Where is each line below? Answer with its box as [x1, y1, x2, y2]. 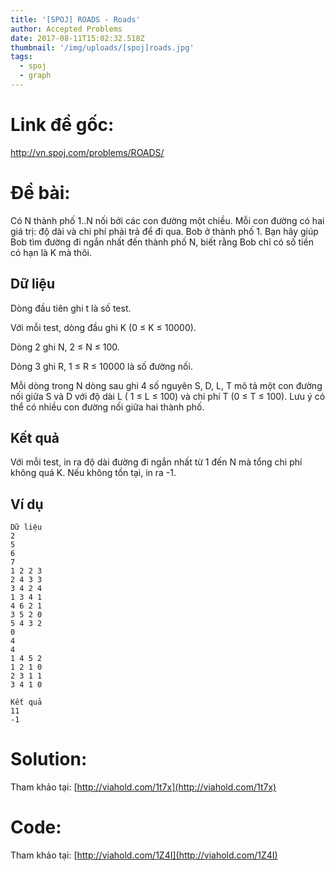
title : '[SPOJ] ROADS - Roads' [10, 14, 141, 25]
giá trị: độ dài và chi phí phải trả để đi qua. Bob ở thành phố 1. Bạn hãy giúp [10, 225, 319, 237]
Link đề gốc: [10, 114, 115, 136]
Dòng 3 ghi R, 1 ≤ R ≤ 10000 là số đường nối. [10, 360, 193, 372]
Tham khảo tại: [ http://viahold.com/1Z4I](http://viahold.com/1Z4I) [10, 849, 278, 861]
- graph [19, 71, 52, 81]
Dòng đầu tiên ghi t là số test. [10, 302, 132, 314]
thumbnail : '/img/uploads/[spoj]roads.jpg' [10, 42, 195, 53]
